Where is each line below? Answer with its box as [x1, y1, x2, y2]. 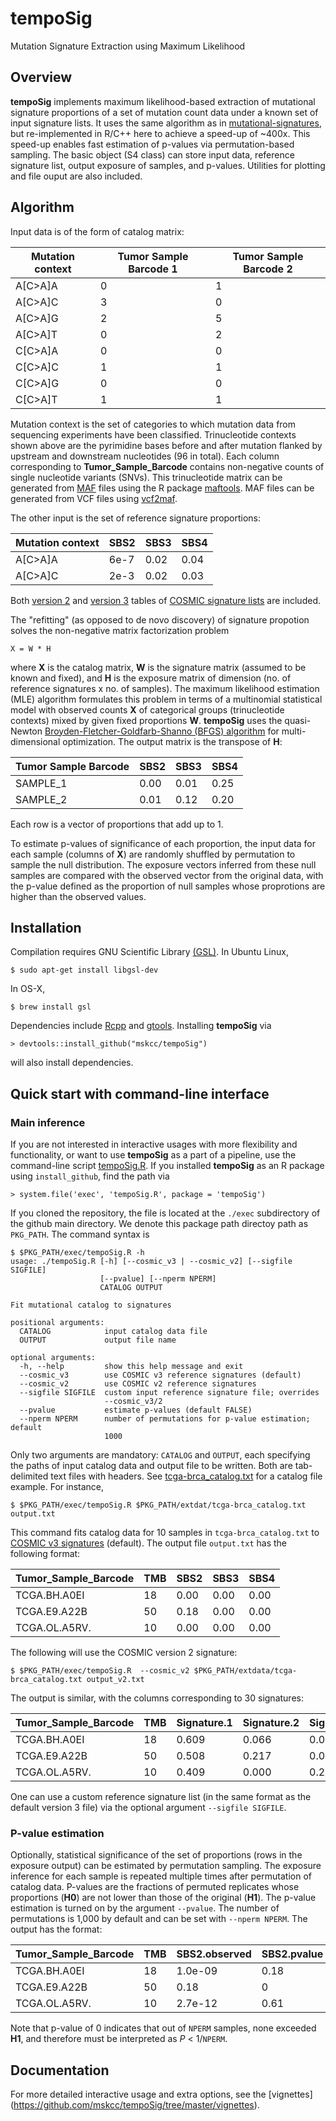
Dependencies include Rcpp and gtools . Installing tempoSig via [10, 1020, 272, 1032]
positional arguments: [10, 1318, 105, 1328]
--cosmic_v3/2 [104, 1397, 163, 1407]
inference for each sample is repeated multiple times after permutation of [10, 1870, 312, 1882]
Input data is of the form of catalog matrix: [10, 225, 185, 237]
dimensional [10, 735, 61, 747]
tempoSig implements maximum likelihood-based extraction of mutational [10, 95, 316, 107]
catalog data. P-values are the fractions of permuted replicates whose [10, 1881, 300, 1893]
